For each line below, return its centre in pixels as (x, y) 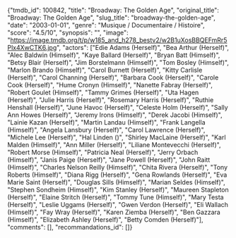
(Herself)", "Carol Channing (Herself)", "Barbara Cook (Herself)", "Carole (113, 77)
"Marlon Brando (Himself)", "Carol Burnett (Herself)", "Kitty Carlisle (105, 70)
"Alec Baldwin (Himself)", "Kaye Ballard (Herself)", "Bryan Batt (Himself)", (114, 55)
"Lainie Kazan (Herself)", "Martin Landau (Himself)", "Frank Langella (107, 122)
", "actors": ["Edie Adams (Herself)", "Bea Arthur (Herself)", (143, 48)
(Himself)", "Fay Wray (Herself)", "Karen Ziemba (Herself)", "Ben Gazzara (114, 212)
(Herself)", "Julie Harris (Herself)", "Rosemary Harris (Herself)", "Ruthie (111, 100)
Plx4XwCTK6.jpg (32, 48)
